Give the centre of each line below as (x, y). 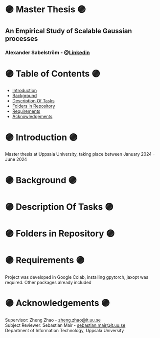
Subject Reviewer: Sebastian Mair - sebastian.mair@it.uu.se (65, 325)
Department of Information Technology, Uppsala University (65, 330)
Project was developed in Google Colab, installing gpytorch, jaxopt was (77, 277)
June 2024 (16, 159)
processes (22, 38)
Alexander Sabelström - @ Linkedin (47, 52)
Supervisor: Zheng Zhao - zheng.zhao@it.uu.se (53, 320)
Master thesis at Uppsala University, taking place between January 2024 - (80, 154)
